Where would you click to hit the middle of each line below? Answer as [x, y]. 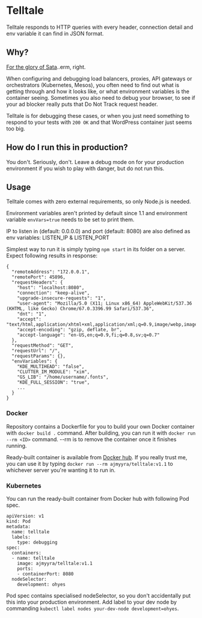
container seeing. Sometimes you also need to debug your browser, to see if [101, 97]
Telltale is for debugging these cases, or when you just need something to [98, 115]
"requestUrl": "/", [36, 351]
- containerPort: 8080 [45, 574]
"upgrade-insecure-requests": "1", [62, 298]
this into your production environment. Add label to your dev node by [92, 602]
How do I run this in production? [67, 148]
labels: [21, 537]
